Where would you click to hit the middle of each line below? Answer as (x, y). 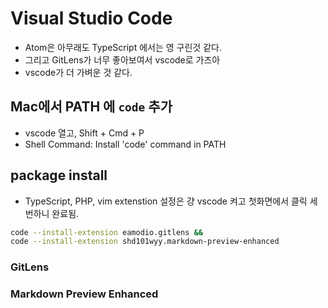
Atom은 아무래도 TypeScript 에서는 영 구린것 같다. (123, 47)
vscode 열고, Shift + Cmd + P (84, 133)
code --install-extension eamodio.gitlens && (106, 232)
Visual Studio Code (91, 18)
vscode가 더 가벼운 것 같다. (78, 72)
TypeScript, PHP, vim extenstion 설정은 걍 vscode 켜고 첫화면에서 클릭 (166, 201)
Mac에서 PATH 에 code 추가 (91, 107)
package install (59, 175)
